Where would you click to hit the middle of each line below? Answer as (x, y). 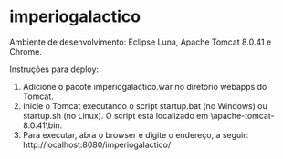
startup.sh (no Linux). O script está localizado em (115, 115)
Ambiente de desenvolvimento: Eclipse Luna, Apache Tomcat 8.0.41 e (141, 42)
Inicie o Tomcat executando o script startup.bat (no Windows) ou (145, 105)
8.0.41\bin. (42, 125)
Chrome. (26, 51)
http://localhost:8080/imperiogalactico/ (97, 144)
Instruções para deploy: (54, 69)
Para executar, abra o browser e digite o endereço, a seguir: (136, 134)
